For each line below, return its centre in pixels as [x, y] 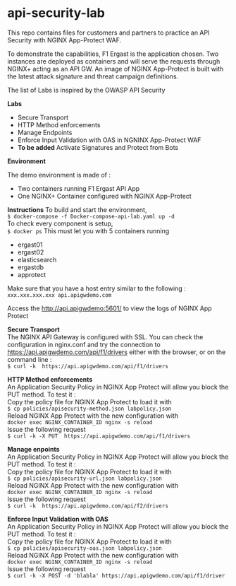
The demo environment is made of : [59, 175]
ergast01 [30, 245]
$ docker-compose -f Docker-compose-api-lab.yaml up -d [91, 216]
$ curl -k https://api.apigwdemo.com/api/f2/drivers [88, 506]
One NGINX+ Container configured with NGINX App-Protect [104, 196]
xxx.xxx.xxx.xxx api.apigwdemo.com [60, 295]
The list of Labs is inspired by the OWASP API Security [86, 90]
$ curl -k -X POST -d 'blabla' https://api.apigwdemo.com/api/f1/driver [116, 575]
